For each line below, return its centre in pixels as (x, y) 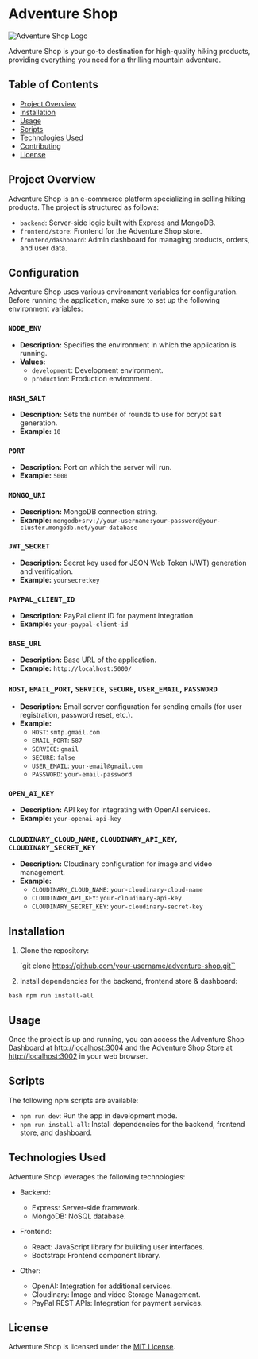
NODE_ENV (25, 328)
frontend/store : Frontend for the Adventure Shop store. (111, 230)
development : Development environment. (98, 370)
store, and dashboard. (56, 1132)
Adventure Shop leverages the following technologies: (97, 1176)
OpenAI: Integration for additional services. (102, 1286)
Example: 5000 (44, 476)
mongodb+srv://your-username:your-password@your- (137, 521)
